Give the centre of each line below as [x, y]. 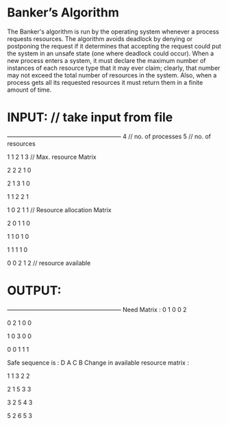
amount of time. [29, 90]
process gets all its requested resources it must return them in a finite [105, 82]
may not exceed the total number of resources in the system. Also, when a [112, 75]
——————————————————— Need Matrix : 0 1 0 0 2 [97, 309]
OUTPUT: [34, 291]
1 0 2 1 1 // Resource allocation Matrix [59, 209]
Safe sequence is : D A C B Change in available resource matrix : [98, 362]
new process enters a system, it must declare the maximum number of [107, 60]
